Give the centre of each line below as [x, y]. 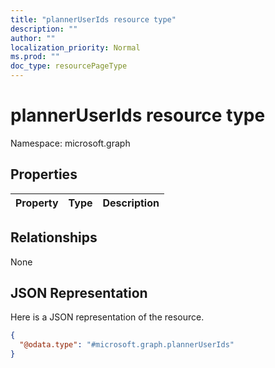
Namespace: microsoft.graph [70, 143]
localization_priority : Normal [75, 47]
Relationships [54, 237]
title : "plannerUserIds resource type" [93, 19]
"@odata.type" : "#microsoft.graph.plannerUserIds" [127, 345]
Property [37, 203]
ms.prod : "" [35, 57]
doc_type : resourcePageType [69, 66]
